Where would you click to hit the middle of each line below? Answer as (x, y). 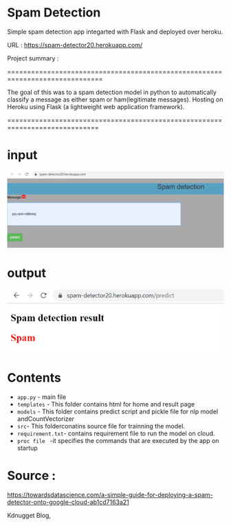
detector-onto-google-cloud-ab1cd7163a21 (68, 502)
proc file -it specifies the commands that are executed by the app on (118, 441)
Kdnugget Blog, (29, 516)
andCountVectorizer (45, 419)
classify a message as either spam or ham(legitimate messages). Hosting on (115, 99)
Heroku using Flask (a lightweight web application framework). (96, 106)
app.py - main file (42, 397)
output (27, 273)
